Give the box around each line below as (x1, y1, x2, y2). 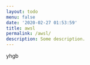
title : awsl (6, 25, 35, 31)
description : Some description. (6, 36, 85, 42)
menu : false (6, 14, 35, 20)
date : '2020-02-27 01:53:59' (6, 19, 78, 25)
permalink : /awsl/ (6, 31, 51, 37)
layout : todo (6, 8, 38, 15)
